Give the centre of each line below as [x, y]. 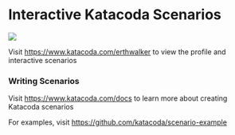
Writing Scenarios [44, 81]
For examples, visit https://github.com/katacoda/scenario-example [117, 122]
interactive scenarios [43, 60]
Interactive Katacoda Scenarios [115, 15]
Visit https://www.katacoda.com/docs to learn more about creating [118, 98]
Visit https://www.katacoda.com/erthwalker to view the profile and [117, 52]
